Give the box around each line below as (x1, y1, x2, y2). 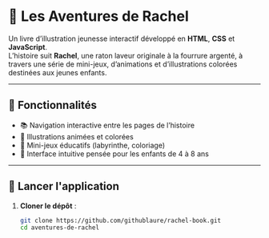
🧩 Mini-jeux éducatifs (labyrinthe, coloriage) (19, 140, 166, 150)
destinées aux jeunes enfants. (8, 67, 107, 77)
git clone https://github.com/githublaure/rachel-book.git (19, 216, 222, 224)
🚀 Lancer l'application (8, 180, 120, 193)
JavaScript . (8, 42, 48, 51)
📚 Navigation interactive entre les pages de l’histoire (19, 120, 195, 130)
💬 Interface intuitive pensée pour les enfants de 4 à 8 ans (19, 148, 210, 159)
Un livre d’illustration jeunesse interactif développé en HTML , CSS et (8, 34, 235, 43)
